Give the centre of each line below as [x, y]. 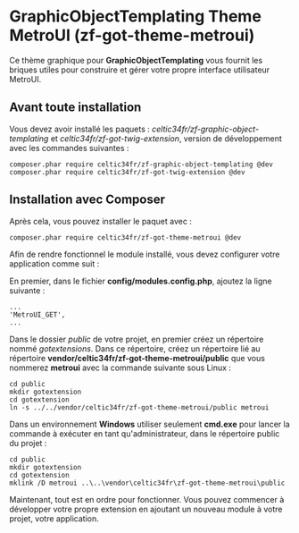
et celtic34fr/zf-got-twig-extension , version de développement [166, 138]
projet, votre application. [54, 518]
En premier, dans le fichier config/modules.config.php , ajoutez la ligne [141, 281]
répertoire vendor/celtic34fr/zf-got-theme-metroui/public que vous [137, 358]
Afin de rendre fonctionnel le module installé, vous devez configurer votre [145, 254]
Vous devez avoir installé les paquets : [79, 129]
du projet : [28, 443]
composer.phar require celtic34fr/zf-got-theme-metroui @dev [125, 237]
